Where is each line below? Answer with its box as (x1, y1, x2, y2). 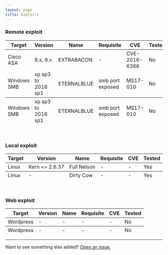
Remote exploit (5, 29, 42, 36)
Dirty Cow (69, 172, 93, 179)
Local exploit (5, 142, 37, 149)
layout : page (5, 7, 32, 13)
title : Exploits (5, 12, 39, 17)
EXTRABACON (58, 56, 92, 63)
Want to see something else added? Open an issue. (5, 244, 111, 250)
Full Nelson (69, 164, 96, 171)
